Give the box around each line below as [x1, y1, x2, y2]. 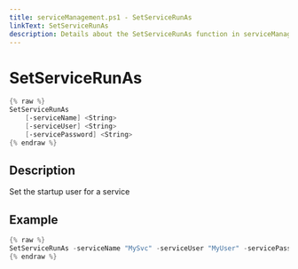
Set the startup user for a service [9, 186, 130, 197]
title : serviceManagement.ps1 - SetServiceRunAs [9, 12, 192, 22]
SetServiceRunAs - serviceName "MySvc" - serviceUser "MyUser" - [9, 244, 248, 253]
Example [9, 212, 59, 227]
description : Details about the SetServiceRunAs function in [9, 29, 240, 38]
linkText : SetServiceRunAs [9, 21, 109, 30]
